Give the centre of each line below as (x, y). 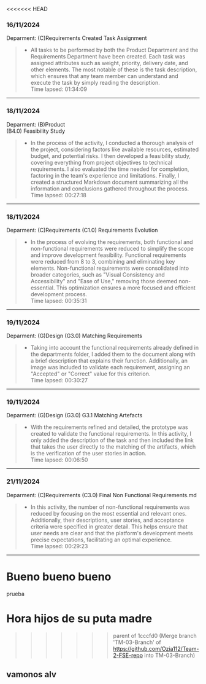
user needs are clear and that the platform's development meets (112, 533)
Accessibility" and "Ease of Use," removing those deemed (104, 281)
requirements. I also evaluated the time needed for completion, (110, 169)
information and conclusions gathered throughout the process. (110, 188)
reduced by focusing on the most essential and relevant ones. (109, 513)
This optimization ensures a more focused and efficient (126, 288)
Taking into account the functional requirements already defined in (115, 348)
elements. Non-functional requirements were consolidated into (109, 268)
